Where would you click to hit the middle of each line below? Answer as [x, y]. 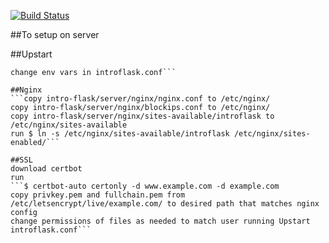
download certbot [46, 169]
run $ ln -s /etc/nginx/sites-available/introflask [120, 134]
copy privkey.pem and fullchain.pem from [98, 195]
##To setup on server [55, 34]
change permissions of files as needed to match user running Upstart [160, 221]
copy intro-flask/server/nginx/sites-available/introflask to [142, 116]
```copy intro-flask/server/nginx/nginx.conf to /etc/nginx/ [140, 99]
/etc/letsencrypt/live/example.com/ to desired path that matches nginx [165, 204]
